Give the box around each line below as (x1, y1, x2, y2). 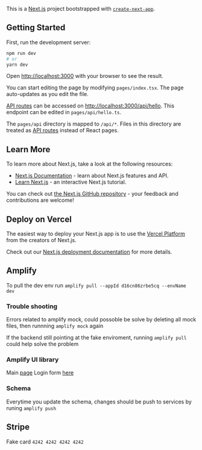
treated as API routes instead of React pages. (6, 127, 119, 134)
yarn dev (6, 62, 28, 68)
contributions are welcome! (6, 196, 74, 204)
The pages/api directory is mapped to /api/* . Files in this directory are (6, 120, 181, 127)
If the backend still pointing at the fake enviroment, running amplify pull (6, 334, 187, 341)
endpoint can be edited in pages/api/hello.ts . (6, 109, 122, 116)
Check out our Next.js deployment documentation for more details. (6, 248, 172, 256)
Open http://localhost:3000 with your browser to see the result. (6, 72, 164, 80)
